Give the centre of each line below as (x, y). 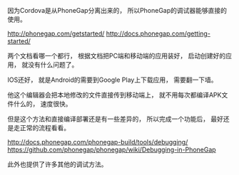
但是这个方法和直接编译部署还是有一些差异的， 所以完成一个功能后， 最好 (115, 119)
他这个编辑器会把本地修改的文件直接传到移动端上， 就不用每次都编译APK (115, 95)
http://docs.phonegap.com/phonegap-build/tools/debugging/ (98, 142)
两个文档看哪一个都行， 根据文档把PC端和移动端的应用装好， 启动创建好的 (117, 56)
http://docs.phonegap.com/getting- (158, 33)
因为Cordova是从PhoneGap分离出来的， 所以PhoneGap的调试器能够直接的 (117, 10)
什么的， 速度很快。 (42, 104)
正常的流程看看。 (45, 128)
